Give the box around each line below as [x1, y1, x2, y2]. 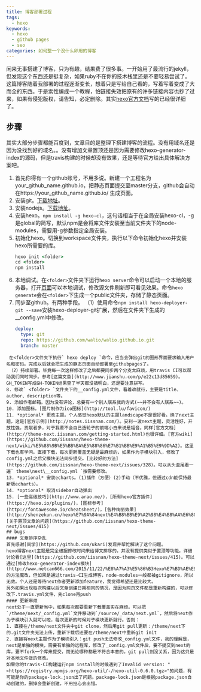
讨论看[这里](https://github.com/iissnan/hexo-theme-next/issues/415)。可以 [6, 554, 195, 560]
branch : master [20, 343, 59, 349]
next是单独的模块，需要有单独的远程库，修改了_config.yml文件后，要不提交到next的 [6, 642, 191, 648]
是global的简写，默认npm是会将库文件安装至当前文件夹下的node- [14, 219, 177, 226]
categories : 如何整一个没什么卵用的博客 [6, 48, 97, 54]
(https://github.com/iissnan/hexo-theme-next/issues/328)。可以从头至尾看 [6, 462, 190, 468]
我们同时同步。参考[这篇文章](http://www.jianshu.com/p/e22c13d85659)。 [10, 373, 183, 380]
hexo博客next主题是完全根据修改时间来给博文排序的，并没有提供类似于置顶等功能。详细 [6, 547, 193, 554]
